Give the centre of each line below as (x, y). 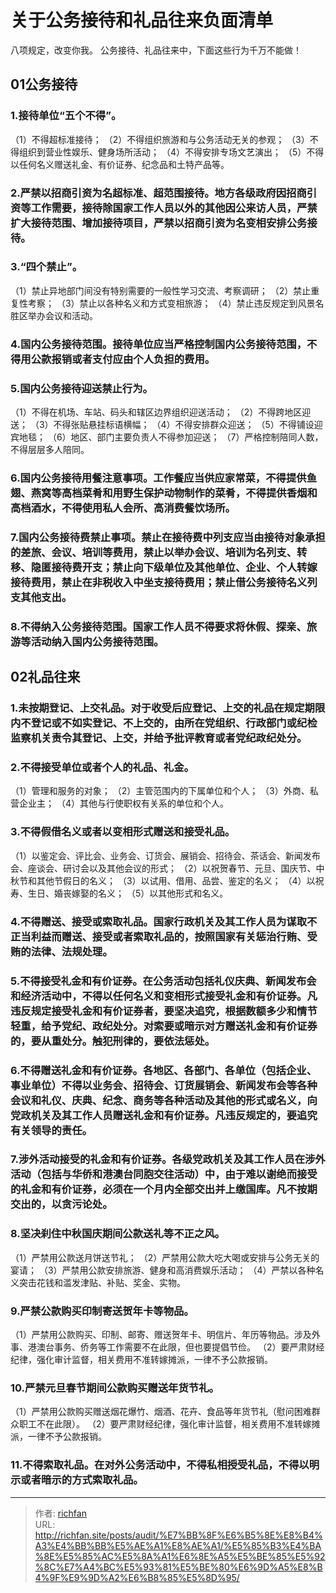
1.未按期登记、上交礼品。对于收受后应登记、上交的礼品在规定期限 (168, 708)
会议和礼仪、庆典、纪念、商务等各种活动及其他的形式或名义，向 (164, 1100)
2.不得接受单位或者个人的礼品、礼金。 (102, 768)
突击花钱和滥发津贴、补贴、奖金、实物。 (102, 1282)
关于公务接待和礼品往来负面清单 (142, 20)
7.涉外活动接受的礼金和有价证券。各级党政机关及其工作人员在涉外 (168, 1159)
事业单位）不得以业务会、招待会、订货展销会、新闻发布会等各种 (164, 1085)
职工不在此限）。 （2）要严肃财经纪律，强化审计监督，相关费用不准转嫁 (165, 1424)
